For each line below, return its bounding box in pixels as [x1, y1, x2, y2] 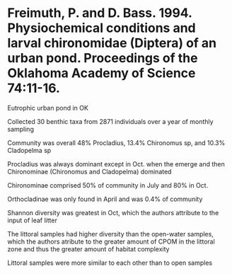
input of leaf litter [7, 216, 58, 224]
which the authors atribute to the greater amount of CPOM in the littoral [7, 237, 216, 246]
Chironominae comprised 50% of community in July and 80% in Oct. [7, 181, 209, 189]
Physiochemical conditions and [7, 20, 196, 36]
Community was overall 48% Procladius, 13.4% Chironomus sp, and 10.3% [7, 138, 226, 147]
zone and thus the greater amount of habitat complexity [7, 244, 170, 253]
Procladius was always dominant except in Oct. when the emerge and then [7, 159, 225, 168]
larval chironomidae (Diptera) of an [7, 35, 217, 51]
